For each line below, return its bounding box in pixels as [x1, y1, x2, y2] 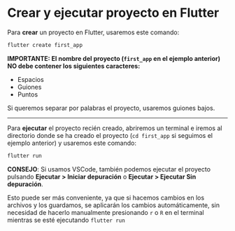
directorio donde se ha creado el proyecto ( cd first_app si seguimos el [7, 131, 213, 139]
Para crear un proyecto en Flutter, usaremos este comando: [7, 28, 180, 36]
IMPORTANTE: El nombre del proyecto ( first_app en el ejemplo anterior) [7, 54, 220, 62]
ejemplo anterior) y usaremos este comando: [7, 139, 136, 147]
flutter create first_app [7, 41, 83, 48]
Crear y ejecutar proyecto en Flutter [7, 5, 220, 21]
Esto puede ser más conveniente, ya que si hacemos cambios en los [7, 193, 205, 202]
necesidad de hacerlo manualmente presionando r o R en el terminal [7, 208, 204, 216]
